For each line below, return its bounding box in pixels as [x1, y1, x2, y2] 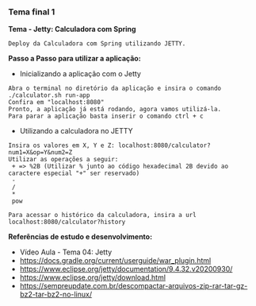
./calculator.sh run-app [8, 91, 90, 99]
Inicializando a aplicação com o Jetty [19, 69, 141, 79]
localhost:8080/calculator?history [8, 218, 126, 227]
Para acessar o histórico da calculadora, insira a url [8, 211, 197, 219]
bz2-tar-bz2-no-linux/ [19, 289, 93, 300]
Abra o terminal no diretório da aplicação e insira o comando [8, 84, 222, 93]
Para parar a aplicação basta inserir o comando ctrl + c [8, 112, 204, 121]
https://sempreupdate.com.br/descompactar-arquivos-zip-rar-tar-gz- [19, 281, 248, 291]
